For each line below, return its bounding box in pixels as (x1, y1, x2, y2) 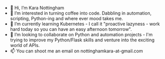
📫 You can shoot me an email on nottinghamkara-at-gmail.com (10, 48, 143, 54)
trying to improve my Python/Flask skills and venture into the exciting (10, 37, 155, 43)
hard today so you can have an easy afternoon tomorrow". (10, 26, 132, 32)
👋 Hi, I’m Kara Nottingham (10, 5, 64, 11)
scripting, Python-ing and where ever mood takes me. (10, 16, 123, 21)
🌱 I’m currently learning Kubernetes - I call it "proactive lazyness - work (10, 21, 160, 27)
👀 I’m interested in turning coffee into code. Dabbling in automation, (10, 10, 152, 16)
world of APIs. (10, 42, 40, 48)
